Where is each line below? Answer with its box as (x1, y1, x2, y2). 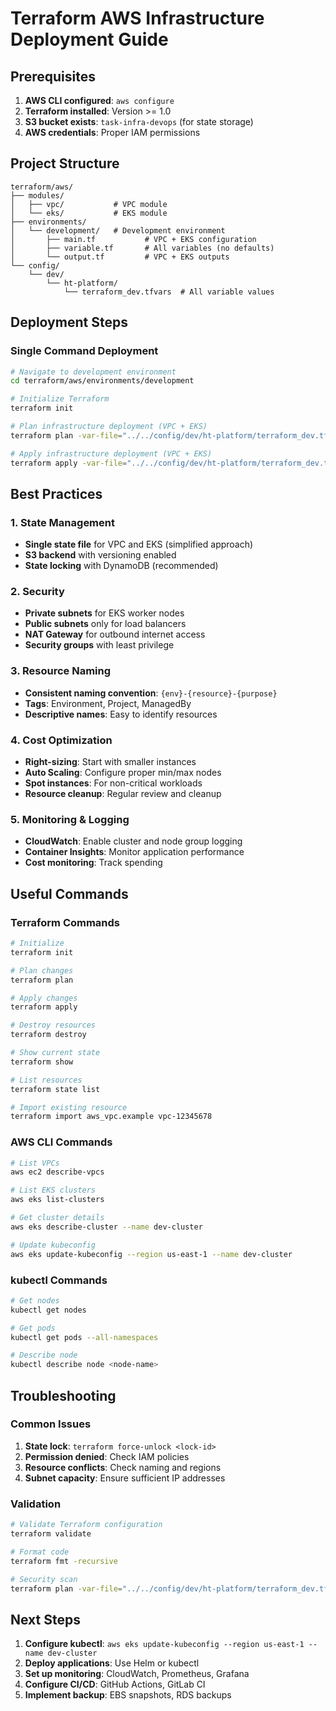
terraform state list (10, 1084, 101, 1094)
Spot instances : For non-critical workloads (24, 777, 203, 789)
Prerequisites (10, 68, 96, 85)
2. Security (10, 585, 65, 599)
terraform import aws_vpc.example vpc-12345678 (10, 1112, 213, 1122)
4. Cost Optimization (10, 733, 113, 747)
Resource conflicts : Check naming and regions (24, 1461, 222, 1473)
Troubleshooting (10, 1387, 117, 1404)
